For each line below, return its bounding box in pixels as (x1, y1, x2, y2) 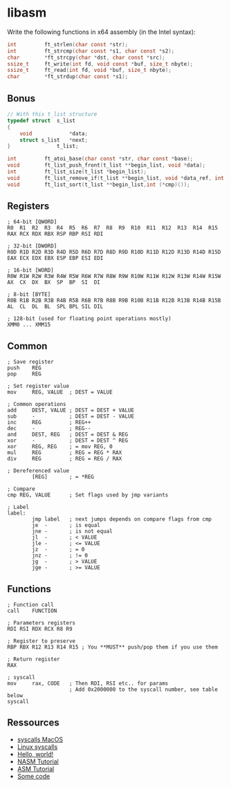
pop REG (7, 371, 41, 378)
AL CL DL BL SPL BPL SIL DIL (7, 303, 104, 311)
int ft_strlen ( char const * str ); (7, 41, 129, 48)
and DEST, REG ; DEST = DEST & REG (7, 431, 129, 438)
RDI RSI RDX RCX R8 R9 (7, 626, 73, 633)
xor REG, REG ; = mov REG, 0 (7, 443, 113, 450)
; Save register (7, 358, 54, 366)
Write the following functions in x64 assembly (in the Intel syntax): (7, 28, 196, 36)
